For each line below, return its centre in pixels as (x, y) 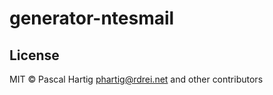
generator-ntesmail (92, 18)
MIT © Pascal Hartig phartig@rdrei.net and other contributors (136, 79)
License (34, 55)
